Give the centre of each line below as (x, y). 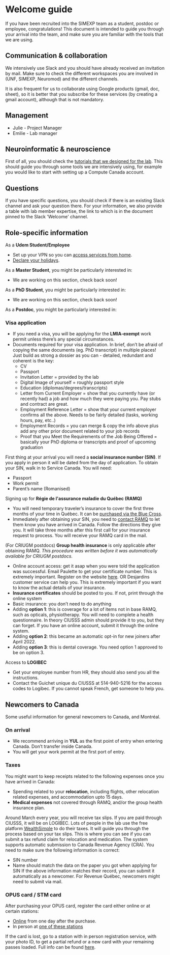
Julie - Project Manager (37, 128)
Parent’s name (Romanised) (41, 489)
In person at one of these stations (48, 926)
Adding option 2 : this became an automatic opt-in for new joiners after (87, 636)
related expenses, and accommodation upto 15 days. (68, 797)
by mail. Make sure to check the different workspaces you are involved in (82, 73)
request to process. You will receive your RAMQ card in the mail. (80, 536)
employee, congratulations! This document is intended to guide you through (84, 29)
